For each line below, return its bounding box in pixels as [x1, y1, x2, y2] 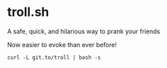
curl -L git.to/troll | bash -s [7, 53, 101, 61]
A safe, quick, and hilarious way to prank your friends [7, 27, 161, 35]
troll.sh [7, 4, 49, 20]
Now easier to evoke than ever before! [7, 40, 117, 49]
